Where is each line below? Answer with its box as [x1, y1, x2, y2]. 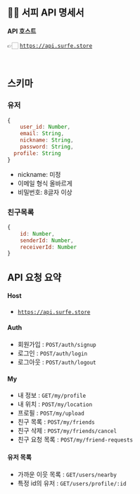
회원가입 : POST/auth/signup [17, 340, 96, 349]
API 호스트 [7, 27, 37, 35]
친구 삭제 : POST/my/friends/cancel [17, 427, 117, 435]
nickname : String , [20, 137, 74, 144]
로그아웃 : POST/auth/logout [17, 358, 96, 367]
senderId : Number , [20, 236, 74, 244]
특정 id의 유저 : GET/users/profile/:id [17, 478, 127, 487]
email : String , [20, 130, 65, 137]
